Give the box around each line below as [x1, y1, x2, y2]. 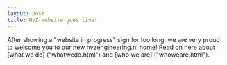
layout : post [7, 10, 45, 17]
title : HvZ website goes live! [7, 17, 98, 24]
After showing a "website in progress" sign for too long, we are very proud [7, 35, 220, 44]
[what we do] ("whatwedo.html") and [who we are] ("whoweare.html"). [7, 50, 210, 59]
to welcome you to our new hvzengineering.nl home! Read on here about [7, 43, 215, 51]
